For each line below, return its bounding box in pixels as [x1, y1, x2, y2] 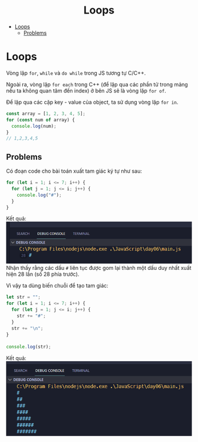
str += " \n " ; [11, 325, 44, 331]
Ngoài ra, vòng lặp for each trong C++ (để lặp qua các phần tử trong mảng [6, 81, 189, 88]
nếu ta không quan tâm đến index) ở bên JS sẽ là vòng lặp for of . [6, 87, 166, 94]
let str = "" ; [6, 294, 41, 301]
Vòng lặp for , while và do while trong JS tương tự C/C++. [6, 69, 146, 77]
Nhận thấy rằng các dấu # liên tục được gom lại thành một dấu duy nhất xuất [6, 265, 192, 272]
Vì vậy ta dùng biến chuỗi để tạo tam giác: [6, 282, 109, 289]
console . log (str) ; [6, 344, 51, 350]
